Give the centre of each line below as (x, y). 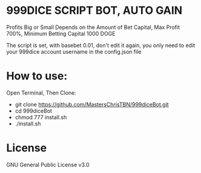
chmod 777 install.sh (41, 117)
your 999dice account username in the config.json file (74, 51)
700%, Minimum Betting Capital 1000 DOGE (61, 33)
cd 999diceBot (34, 111)
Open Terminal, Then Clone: (41, 93)
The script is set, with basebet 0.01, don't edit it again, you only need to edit (101, 45)
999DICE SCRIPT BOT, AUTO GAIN (94, 11)
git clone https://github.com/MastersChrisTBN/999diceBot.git (92, 104)
